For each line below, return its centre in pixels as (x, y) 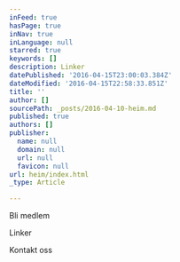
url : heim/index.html (49, 174)
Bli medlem (30, 216)
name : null (37, 141)
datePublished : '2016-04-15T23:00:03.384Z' (91, 75)
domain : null (41, 149)
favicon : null (43, 166)
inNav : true (31, 34)
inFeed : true (33, 17)
